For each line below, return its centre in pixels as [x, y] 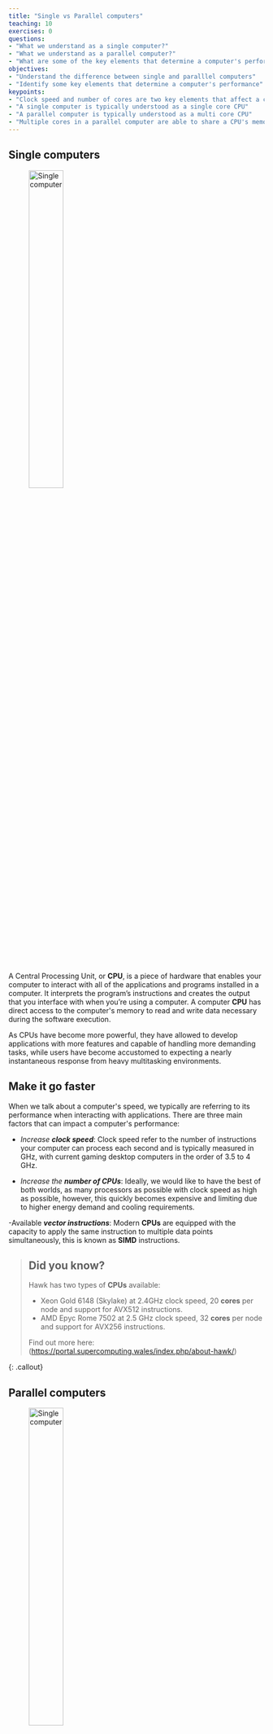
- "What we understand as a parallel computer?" [92, 54]
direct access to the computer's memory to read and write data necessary [133, 1010]
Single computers [54, 155]
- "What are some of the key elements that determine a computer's [125, 62]
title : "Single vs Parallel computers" [76, 16]
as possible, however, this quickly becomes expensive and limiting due [139, 1198]
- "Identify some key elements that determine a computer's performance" [136, 84]
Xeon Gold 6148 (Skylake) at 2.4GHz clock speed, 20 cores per [147, 1301]
